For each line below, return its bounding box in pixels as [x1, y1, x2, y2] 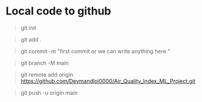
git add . [20, 36, 42, 43]
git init [20, 24, 37, 31]
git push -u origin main [20, 89, 78, 96]
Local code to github [5, 4, 111, 18]
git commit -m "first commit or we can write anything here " [20, 47, 170, 55]
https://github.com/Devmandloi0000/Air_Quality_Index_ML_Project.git [20, 77, 196, 84]
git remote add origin [20, 71, 74, 78]
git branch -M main [20, 59, 69, 66]
